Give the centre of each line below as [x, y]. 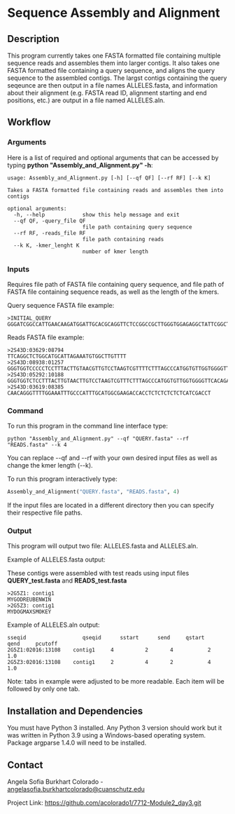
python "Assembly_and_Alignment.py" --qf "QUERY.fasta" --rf [98, 439]
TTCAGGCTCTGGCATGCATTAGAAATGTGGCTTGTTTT [67, 356]
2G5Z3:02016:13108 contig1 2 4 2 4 [109, 663]
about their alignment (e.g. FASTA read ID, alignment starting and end [107, 93]
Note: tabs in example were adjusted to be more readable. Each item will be [116, 681]
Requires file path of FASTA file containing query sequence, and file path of [116, 284]
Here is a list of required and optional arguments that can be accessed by [113, 157]
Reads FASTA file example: [46, 337]
